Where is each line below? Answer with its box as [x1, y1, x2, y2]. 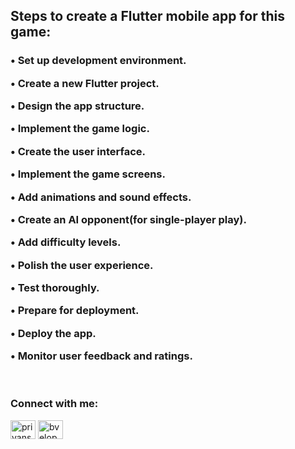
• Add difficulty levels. [10, 235, 122, 249]
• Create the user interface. [10, 144, 147, 158]
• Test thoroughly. [10, 281, 100, 295]
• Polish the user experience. [10, 258, 154, 272]
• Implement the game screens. [10, 167, 166, 181]
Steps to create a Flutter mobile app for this [10, 8, 285, 25]
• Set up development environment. [10, 54, 187, 68]
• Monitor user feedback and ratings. [10, 349, 193, 363]
